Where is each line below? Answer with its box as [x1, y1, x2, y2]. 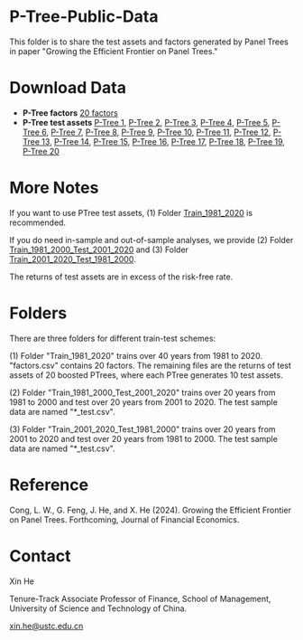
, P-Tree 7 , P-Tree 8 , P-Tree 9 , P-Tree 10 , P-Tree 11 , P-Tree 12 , [46, 127, 271, 137]
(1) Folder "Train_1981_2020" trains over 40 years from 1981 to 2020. [9, 350, 263, 361]
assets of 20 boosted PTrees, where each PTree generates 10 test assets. [9, 369, 283, 381]
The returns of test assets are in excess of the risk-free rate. [9, 271, 234, 282]
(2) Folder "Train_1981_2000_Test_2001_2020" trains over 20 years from [9, 387, 276, 398]
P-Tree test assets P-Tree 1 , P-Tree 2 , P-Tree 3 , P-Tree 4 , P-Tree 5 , [22, 117, 271, 127]
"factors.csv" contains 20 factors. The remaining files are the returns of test [9, 360, 291, 371]
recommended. [9, 217, 66, 228]
